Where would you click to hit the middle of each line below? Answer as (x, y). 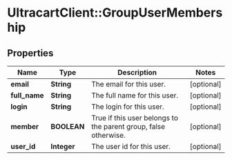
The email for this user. (128, 84)
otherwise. (108, 135)
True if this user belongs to (134, 118)
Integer (63, 146)
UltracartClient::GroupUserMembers (115, 13)
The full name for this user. (135, 95)
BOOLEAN (68, 126)
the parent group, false (128, 126)
